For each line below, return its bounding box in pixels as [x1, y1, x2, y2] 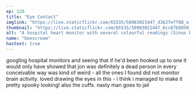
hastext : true [6, 41, 41, 47]
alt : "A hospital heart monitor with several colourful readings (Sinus [6, 30, 187, 36]
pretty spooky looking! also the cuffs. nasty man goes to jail [6, 81, 150, 88]
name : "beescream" [6, 35, 51, 41]
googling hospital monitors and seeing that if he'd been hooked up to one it [6, 56, 187, 64]
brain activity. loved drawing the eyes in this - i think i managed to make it [6, 75, 183, 82]
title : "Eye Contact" [6, 14, 59, 20]
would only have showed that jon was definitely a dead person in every [6, 63, 177, 70]
